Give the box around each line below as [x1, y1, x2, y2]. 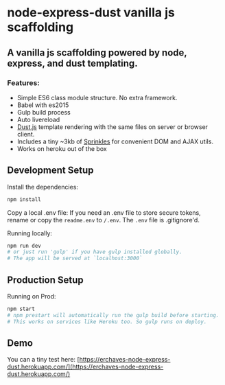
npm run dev [7, 242, 41, 249]
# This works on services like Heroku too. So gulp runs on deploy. [7, 318, 207, 325]
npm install [7, 196, 41, 203]
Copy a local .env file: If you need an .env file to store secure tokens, [7, 208, 201, 217]
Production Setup [7, 274, 84, 285]
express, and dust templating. [7, 57, 139, 69]
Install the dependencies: [7, 183, 79, 191]
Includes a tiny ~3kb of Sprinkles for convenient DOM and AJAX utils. [16, 137, 214, 145]
